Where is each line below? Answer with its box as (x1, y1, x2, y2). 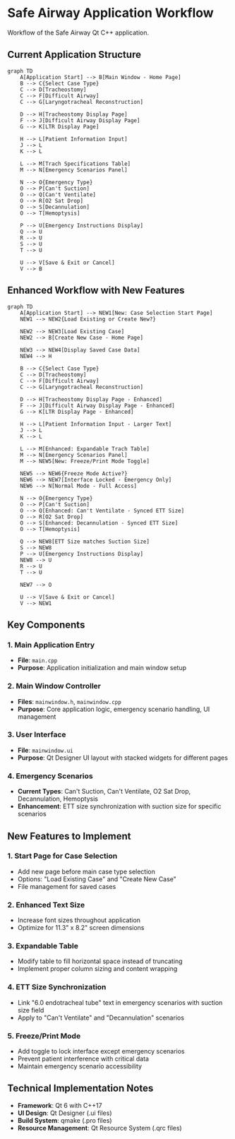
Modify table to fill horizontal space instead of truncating (17, 957, 183, 965)
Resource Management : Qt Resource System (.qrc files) (17, 1123, 182, 1132)
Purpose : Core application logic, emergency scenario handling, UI (17, 705, 210, 713)
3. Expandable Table (7, 941, 79, 951)
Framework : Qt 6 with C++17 (17, 1101, 102, 1109)
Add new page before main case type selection (17, 867, 155, 876)
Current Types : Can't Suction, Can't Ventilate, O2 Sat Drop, (17, 787, 191, 796)
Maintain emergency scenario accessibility (17, 1062, 143, 1071)
